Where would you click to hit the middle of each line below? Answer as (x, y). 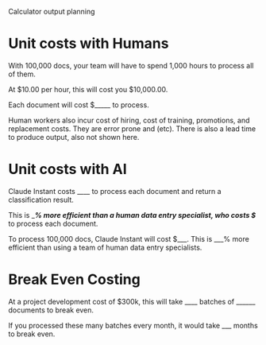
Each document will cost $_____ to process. (79, 105)
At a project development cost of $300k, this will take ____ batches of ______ (132, 301)
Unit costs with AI (67, 169)
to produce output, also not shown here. (74, 137)
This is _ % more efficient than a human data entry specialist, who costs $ (132, 215)
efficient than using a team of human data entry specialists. (105, 247)
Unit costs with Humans (89, 44)
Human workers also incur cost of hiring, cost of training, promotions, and (129, 120)
